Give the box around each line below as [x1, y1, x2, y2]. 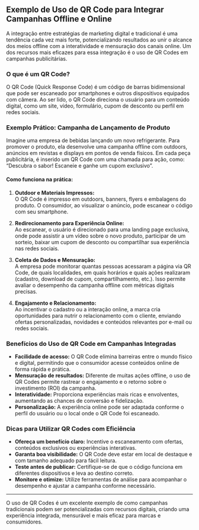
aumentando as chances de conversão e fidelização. [14, 397, 144, 404]
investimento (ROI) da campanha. [14, 384, 97, 392]
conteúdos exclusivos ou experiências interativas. [14, 444, 137, 452]
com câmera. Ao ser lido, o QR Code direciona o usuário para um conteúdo [6, 96, 190, 103]
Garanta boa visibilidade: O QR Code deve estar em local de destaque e [14, 451, 192, 458]
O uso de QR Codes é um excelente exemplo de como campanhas [6, 499, 168, 507]
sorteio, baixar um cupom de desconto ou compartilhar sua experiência [14, 238, 190, 245]
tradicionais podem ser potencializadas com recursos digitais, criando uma [6, 506, 190, 513]
